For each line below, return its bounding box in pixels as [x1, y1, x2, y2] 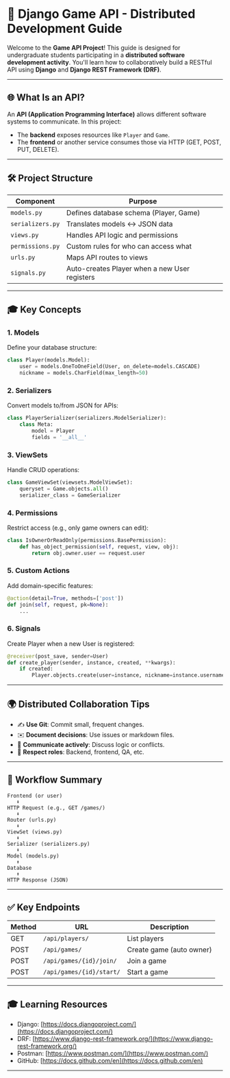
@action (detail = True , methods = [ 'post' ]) [7, 594, 125, 602]
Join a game [127, 956, 167, 965]
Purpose [129, 196, 157, 205]
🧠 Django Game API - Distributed [7, 6, 196, 22]
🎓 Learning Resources [7, 999, 108, 1011]
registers [66, 272, 95, 282]
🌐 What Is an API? [7, 92, 86, 104]
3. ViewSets [7, 450, 48, 460]
